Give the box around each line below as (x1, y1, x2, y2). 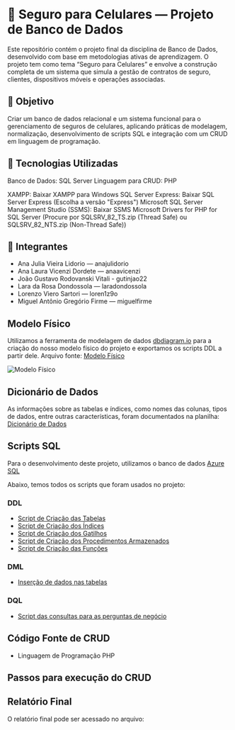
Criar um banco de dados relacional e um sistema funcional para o (7, 114, 202, 123)
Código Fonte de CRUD (7, 632, 110, 644)
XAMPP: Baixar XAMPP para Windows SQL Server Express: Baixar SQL (7, 190, 214, 198)
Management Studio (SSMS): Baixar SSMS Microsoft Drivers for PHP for (7, 205, 217, 213)
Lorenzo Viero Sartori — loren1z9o (17, 290, 118, 298)
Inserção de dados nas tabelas (17, 578, 108, 587)
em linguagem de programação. (7, 137, 101, 145)
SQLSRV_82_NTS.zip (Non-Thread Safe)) (7, 220, 127, 229)
